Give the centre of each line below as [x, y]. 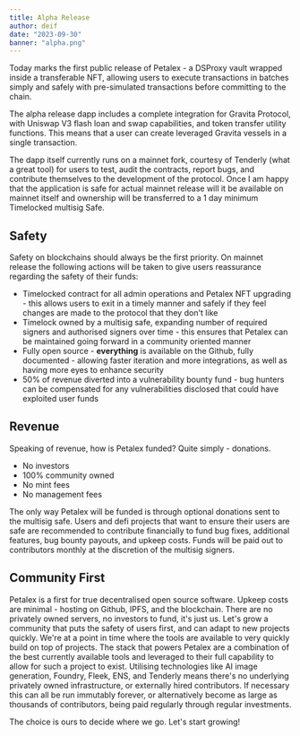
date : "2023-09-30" [46, 34]
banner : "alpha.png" [48, 43]
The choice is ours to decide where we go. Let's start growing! [125, 722]
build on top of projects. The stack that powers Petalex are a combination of [149, 647]
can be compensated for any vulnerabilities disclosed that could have [150, 389]
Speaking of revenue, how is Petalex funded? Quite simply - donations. [140, 448]
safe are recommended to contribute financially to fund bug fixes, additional [150, 531]
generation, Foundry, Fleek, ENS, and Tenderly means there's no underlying [149, 675]
